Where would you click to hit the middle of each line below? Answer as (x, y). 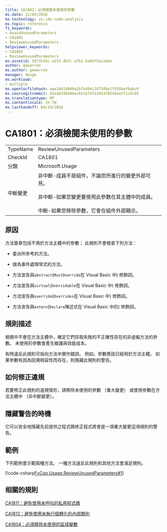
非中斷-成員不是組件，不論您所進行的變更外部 (92, 175)
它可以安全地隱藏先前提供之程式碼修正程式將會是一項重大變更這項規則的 (79, 427)
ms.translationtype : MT (30, 98)
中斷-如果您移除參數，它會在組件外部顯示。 (89, 210)
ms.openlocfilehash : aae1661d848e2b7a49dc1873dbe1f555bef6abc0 (72, 89)
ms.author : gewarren (27, 70)
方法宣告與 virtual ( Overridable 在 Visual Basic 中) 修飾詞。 (72, 285)
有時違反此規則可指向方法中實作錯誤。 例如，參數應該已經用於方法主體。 (80, 354)
